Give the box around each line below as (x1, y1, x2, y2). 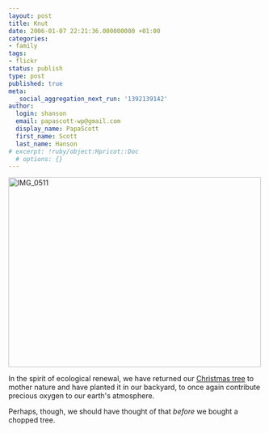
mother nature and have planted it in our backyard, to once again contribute (8, 382, 261, 393)
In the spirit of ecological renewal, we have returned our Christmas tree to (8, 374, 254, 384)
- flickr (8, 57, 38, 66)
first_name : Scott (15, 132, 78, 140)
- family (8, 42, 38, 50)
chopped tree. (8, 415, 56, 425)
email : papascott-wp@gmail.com (15, 117, 121, 125)
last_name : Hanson (15, 139, 78, 148)
